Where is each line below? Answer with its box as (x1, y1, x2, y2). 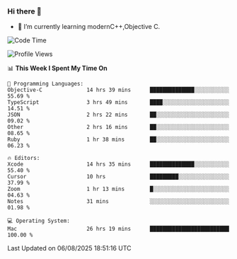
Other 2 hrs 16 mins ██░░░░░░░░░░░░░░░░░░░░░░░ (7, 124, 230, 131)
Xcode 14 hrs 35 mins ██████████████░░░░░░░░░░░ (7, 161, 230, 168)
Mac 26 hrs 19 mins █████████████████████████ (7, 226, 230, 233)
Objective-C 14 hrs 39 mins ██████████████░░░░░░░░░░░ (7, 86, 230, 94)
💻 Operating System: (7, 217, 71, 225)
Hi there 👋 (7, 6, 42, 16)
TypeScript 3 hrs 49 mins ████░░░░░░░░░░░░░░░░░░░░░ (7, 99, 230, 106)
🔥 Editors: (7, 155, 40, 162)
